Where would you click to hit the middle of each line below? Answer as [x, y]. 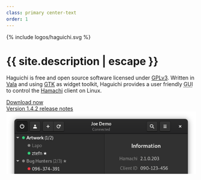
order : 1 [17, 19]
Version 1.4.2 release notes [40, 109]
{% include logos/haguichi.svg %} [49, 37]
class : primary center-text [42, 13]
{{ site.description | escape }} [82, 61]
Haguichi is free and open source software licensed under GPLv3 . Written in [100, 78]
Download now [25, 102]
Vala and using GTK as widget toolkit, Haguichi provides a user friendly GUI [100, 84]
